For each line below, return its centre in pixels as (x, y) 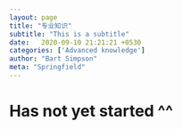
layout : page (33, 17)
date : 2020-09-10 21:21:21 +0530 (75, 42)
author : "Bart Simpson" (54, 59)
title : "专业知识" (41, 26)
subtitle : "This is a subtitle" (69, 34)
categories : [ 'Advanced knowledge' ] (77, 51)
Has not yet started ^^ (91, 111)
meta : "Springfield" (48, 68)
